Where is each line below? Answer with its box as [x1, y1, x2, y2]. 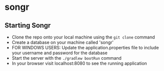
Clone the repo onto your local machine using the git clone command [11, 34, 155, 40]
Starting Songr [4, 21, 51, 30]
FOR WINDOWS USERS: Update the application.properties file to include [11, 45, 159, 50]
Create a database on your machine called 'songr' [11, 39, 114, 45]
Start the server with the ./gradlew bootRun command [11, 55, 122, 61]
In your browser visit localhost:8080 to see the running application [11, 61, 147, 66]
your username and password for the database [11, 50, 108, 56]
